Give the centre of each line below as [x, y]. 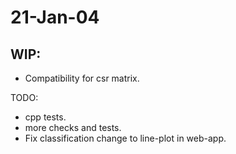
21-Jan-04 [55, 17]
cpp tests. [45, 117]
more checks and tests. [73, 127]
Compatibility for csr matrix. [82, 78]
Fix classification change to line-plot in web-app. [125, 138]
